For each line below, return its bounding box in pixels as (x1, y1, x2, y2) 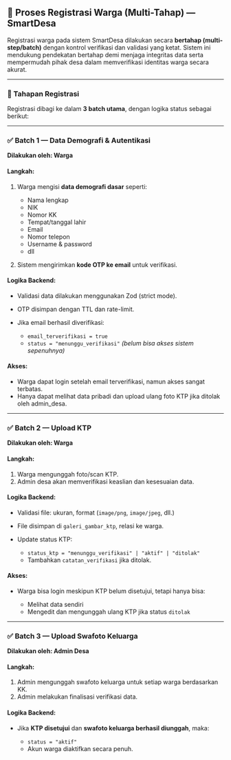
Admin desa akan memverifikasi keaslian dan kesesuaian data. (16, 477, 195, 486)
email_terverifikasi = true (27, 332, 108, 340)
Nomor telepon (27, 232, 70, 241)
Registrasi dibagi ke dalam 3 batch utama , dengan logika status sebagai (7, 105, 212, 113)
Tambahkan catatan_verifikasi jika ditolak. (27, 556, 152, 564)
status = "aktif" (27, 739, 78, 746)
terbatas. (16, 385, 43, 393)
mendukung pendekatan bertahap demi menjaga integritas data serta (7, 50, 204, 59)
